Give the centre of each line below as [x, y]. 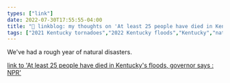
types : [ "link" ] [30, 13]
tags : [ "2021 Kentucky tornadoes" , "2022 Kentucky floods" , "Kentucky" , [110, 33]
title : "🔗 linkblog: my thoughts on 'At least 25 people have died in [110, 26]
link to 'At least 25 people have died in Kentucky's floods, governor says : [111, 65]
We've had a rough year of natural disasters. [69, 52]
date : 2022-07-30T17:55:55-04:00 [55, 20]
